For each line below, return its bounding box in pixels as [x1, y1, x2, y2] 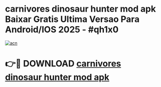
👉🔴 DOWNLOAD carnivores [5, 58, 121, 69]
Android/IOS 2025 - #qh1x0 [5, 24, 119, 35]
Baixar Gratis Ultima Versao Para [5, 14, 140, 25]
